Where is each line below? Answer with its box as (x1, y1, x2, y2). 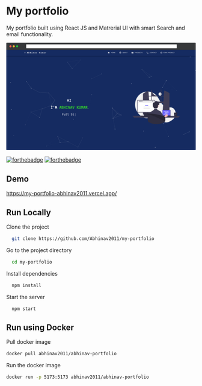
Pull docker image (6, 338, 51, 346)
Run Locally (6, 207, 51, 218)
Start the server (6, 293, 45, 300)
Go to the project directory (6, 246, 72, 254)
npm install (11, 282, 42, 288)
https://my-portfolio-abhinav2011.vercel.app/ (6, 190, 117, 197)
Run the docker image (6, 362, 61, 369)
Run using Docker (6, 322, 74, 332)
